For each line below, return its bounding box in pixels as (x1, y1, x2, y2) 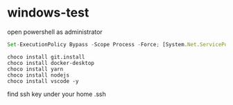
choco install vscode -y (7, 77, 79, 84)
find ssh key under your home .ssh (7, 90, 106, 98)
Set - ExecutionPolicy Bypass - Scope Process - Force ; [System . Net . (7, 41, 200, 48)
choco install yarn (7, 66, 64, 73)
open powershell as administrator (7, 28, 103, 36)
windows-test (7, 5, 89, 21)
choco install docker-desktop (7, 59, 95, 66)
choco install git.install (7, 53, 85, 60)
